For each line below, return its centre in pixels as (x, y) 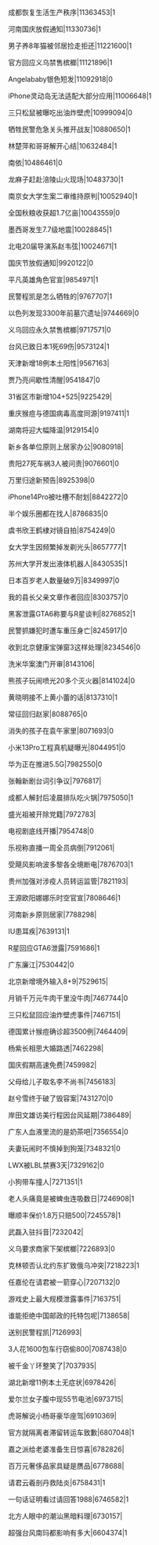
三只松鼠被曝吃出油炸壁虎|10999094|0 (70, 112)
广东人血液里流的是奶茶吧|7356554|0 (69, 1132)
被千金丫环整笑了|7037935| (52, 1366)
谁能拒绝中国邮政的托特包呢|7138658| (69, 1315)
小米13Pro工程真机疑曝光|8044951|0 (67, 747)
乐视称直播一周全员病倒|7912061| (61, 848)
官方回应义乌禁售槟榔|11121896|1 (60, 63)
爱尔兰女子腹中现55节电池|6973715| (66, 1399)
